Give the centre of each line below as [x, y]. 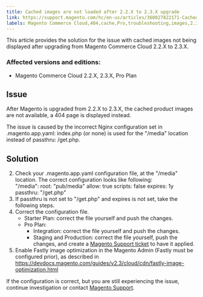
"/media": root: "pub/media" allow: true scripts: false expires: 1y [94, 186]
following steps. [35, 205]
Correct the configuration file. [52, 212]
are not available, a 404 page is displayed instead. [69, 115]
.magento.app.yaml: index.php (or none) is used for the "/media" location [97, 133]
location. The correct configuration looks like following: [84, 180]
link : [13, 18]
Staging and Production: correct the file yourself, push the [105, 238]
